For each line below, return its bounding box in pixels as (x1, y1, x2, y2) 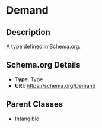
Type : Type (14, 75, 43, 83)
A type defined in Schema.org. (6, 43, 81, 50)
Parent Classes (6, 99, 63, 110)
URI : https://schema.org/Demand (14, 82, 96, 89)
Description (6, 27, 50, 37)
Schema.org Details (6, 60, 81, 70)
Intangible (14, 115, 40, 122)
